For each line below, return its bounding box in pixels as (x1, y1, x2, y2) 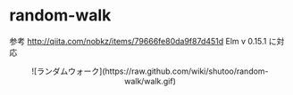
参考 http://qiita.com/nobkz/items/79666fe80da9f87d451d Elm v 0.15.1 (9, 36, 267, 46)
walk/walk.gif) (123, 75, 177, 86)
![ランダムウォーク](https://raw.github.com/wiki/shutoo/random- (30, 66, 270, 76)
